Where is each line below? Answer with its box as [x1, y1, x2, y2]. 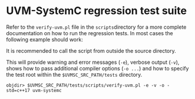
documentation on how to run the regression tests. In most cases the [6, 29, 173, 36]
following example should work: [6, 36, 84, 43]
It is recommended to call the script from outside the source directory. [6, 47, 177, 54]
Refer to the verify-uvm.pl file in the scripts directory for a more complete [6, 23, 187, 30]
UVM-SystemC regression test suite [6, 4, 187, 18]
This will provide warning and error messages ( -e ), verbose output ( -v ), [6, 59, 180, 66]
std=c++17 [6, 87, 31, 93]
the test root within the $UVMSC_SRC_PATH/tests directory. [6, 71, 143, 78]
